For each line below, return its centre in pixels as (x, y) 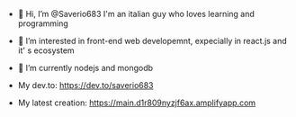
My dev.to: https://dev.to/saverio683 (86, 85)
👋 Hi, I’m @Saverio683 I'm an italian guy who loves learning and (136, 14)
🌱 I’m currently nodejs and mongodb (85, 68)
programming (43, 23)
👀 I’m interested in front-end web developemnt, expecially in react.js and (152, 41)
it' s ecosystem (46, 50)
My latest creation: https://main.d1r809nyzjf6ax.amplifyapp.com (137, 103)
